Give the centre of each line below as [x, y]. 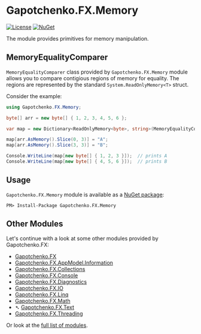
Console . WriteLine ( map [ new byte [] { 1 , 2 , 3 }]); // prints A [87, 156]
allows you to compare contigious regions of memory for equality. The [93, 78]
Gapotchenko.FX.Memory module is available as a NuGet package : [85, 195]
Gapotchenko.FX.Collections [50, 269]
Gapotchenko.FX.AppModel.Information [64, 262]
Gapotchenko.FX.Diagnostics [51, 281]
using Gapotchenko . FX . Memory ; [44, 107]
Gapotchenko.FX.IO [39, 288]
